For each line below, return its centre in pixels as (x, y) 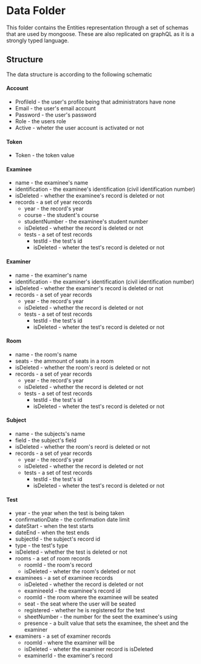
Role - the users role (41, 121)
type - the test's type (42, 546)
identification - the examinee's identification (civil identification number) (105, 189)
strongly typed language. (38, 40)
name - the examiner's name (51, 275)
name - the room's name (46, 354)
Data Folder (36, 11)
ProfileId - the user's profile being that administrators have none (95, 102)
